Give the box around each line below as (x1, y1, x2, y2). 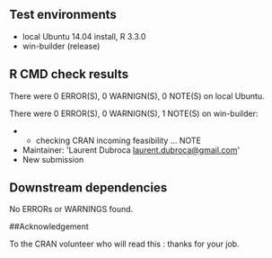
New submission (22, 154, 84, 165)
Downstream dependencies (9, 180, 168, 196)
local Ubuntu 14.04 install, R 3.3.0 (22, 31, 146, 41)
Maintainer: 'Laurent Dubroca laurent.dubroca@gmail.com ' (22, 144, 241, 156)
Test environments (9, 7, 117, 22)
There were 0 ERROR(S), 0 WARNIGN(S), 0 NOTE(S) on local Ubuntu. (9, 90, 265, 102)
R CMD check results (9, 67, 129, 82)
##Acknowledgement (9, 221, 90, 232)
